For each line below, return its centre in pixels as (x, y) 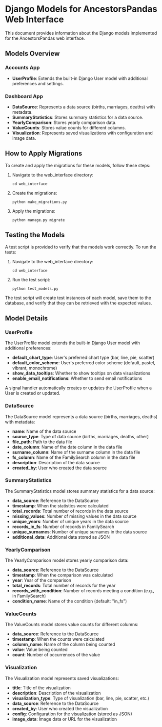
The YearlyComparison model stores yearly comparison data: (67, 560)
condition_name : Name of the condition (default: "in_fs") (70, 601)
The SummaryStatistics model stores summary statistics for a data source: (80, 491)
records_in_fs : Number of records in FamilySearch (63, 526)
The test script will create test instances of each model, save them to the (78, 298)
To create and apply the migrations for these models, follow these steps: (78, 165)
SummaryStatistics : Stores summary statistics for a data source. (78, 117)
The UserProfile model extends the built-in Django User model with (72, 343)
